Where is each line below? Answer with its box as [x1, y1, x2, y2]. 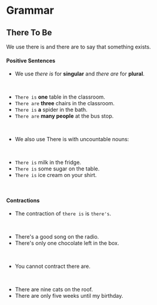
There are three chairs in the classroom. [14, 100, 115, 107]
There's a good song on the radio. [14, 233, 99, 240]
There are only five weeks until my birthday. [14, 292, 123, 300]
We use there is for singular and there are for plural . [14, 70, 145, 78]
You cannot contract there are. [14, 263, 91, 270]
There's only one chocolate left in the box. [14, 240, 120, 247]
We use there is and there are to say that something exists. [6, 43, 151, 50]
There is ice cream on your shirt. [14, 172, 97, 179]
